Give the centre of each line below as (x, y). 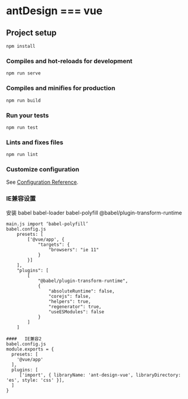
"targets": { (54, 244)
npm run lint (22, 155)
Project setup (32, 33)
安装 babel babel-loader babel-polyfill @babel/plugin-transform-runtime (94, 213)
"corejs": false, (70, 296)
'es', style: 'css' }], (35, 380)
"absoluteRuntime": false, (82, 291)
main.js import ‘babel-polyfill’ (47, 224)
